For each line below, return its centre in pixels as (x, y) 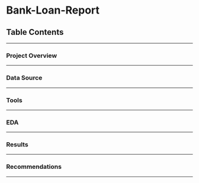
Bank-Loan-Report (53, 10)
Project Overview (32, 55)
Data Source (24, 78)
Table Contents (35, 32)
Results (17, 145)
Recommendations (34, 167)
